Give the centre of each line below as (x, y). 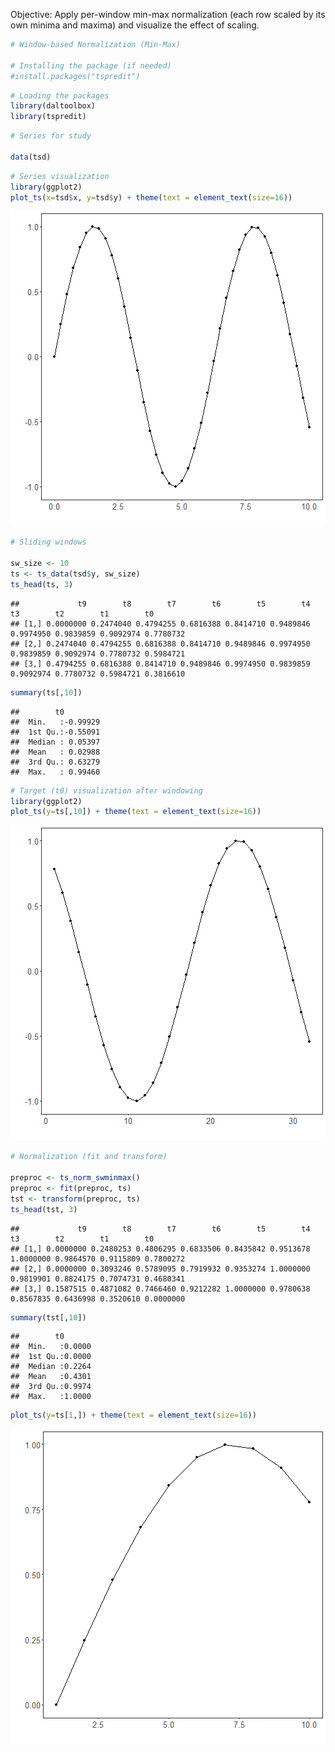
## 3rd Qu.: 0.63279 (55, 762)
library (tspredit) (48, 117)
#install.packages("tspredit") (75, 76)
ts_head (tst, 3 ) (44, 1209)
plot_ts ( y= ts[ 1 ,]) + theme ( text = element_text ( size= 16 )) (133, 1415)
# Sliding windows (48, 542)
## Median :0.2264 (51, 1367)
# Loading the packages (60, 95)
